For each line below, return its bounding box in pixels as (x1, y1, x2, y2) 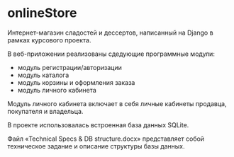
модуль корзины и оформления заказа (17, 78, 135, 86)
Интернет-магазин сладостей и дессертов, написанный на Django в (7, 28, 214, 37)
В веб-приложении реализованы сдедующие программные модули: (7, 50, 215, 58)
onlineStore (7, 5, 77, 21)
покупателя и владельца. (7, 107, 84, 115)
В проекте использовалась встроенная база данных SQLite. (7, 120, 189, 129)
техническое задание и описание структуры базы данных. (7, 141, 186, 150)
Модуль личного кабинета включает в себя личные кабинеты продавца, (7, 99, 227, 107)
